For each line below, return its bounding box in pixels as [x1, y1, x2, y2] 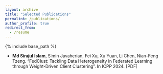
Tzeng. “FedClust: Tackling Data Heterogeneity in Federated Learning [12, 58, 153, 64]
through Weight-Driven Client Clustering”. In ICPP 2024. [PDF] [12, 63, 138, 69]
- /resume [9, 30, 29, 35]
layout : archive [5, 7, 38, 12]
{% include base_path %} [5, 44, 57, 49]
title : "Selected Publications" [5, 12, 71, 17]
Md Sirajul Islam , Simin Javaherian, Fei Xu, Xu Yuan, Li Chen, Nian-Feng [12, 53, 159, 59]
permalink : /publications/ [5, 16, 60, 21]
